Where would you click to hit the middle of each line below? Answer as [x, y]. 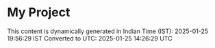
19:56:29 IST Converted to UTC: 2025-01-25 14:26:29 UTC [90, 38]
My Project [39, 13]
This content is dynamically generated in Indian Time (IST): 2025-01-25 [108, 31]
